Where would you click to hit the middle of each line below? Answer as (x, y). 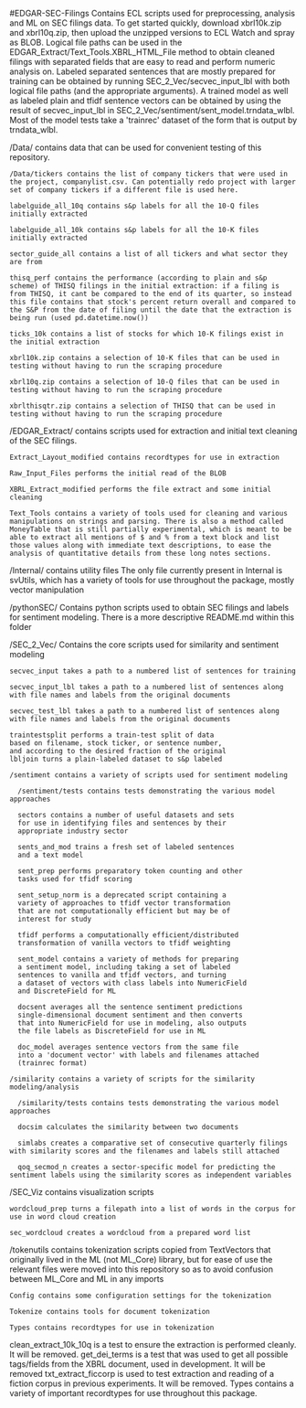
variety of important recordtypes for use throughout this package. (133, 1393)
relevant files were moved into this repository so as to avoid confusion (142, 1269)
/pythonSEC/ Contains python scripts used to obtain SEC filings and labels (149, 608)
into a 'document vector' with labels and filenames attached (138, 1055)
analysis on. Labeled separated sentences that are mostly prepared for (142, 71)
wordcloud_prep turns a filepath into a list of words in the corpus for (153, 1209)
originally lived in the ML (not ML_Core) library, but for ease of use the (141, 1259)
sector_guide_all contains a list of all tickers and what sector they (148, 254)
